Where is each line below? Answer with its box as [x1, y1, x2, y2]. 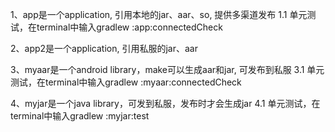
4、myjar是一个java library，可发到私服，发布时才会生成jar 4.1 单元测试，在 [10, 98, 321, 109]
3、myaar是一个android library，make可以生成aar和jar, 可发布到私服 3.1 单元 [10, 64, 325, 75]
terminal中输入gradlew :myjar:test [10, 110, 150, 122]
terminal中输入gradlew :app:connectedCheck [36, 21, 223, 33]
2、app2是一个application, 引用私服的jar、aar [10, 43, 198, 54]
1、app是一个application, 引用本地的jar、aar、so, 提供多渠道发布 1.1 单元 [10, 9, 308, 20]
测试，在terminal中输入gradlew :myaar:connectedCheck [10, 76, 242, 88]
